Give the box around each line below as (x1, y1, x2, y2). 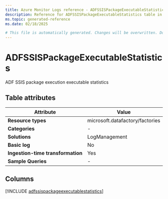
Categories (7, 125, 35, 132)
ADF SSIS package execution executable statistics (5, 79, 109, 85)
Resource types (7, 117, 46, 124)
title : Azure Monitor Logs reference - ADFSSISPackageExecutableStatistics (5, 7, 166, 13)
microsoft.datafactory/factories (87, 117, 160, 124)
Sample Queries (7, 157, 46, 164)
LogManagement (87, 133, 127, 140)
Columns (5, 175, 34, 183)
